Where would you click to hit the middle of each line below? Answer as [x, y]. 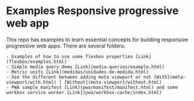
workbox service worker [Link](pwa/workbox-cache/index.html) [84, 92]
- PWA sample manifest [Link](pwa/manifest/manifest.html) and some [92, 87]
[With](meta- [170, 77]
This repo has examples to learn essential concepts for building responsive [97, 39]
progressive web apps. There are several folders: [66, 46]
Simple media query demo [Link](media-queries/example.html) [88, 67]
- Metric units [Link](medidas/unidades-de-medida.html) [78, 72]
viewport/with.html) [32, 82]
